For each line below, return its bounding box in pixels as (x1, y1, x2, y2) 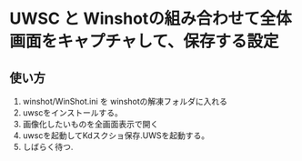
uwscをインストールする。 (22, 107, 123, 118)
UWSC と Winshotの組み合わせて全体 (9, 8, 293, 29)
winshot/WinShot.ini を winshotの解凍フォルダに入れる (22, 96, 228, 106)
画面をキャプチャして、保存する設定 (9, 31, 279, 52)
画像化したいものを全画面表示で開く (22, 119, 159, 129)
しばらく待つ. (22, 142, 74, 152)
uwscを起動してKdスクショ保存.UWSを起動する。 (22, 130, 210, 141)
